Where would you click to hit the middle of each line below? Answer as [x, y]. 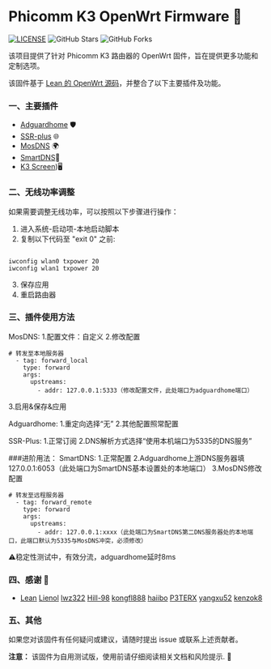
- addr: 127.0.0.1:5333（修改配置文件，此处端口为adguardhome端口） [145, 390]
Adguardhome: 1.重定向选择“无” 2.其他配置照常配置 [94, 424]
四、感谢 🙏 [29, 580]
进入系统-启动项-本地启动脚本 [70, 228]
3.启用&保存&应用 [38, 406]
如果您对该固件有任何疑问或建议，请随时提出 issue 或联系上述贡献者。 [125, 640]
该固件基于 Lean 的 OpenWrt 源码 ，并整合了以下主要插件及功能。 [117, 83]
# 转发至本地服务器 [36, 353]
